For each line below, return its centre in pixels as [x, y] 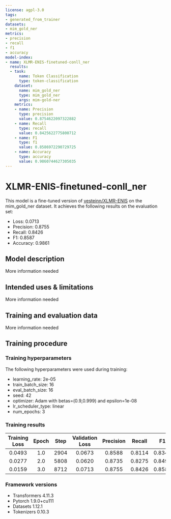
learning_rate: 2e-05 [34, 379]
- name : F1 [26, 138]
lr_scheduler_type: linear [38, 406]
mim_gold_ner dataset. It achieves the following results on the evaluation [81, 206]
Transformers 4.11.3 [33, 496]
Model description [35, 259]
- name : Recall [31, 123]
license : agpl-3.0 [25, 10]
